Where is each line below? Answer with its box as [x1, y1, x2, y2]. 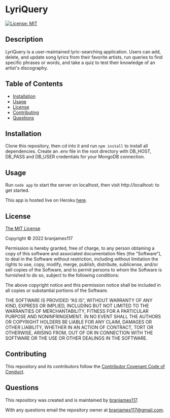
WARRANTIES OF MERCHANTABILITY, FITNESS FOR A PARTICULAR [5, 308, 149, 314]
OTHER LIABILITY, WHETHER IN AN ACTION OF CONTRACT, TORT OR [5, 324, 153, 330]
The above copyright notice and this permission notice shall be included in [5, 282, 161, 288]
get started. [5, 187, 29, 194]
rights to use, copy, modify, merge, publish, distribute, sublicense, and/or [5, 261, 158, 267]
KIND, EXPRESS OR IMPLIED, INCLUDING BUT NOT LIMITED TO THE [5, 303, 149, 309]
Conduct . [5, 369, 25, 375]
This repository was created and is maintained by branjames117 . [5, 397, 139, 403]
